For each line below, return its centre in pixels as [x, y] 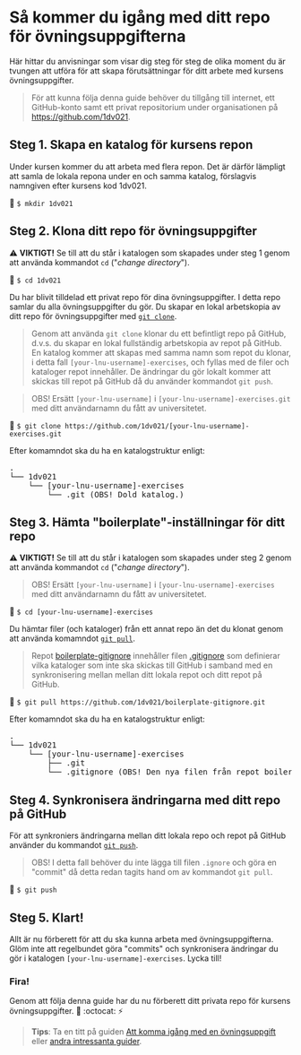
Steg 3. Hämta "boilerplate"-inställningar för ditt [147, 522]
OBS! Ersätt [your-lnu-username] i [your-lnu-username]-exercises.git [161, 398]
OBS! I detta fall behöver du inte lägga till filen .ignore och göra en [154, 862]
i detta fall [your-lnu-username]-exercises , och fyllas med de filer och [160, 362]
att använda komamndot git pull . [73, 638]
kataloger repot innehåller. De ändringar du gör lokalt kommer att [151, 371]
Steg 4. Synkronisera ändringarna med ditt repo [145, 800]
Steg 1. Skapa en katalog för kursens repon [131, 145]
